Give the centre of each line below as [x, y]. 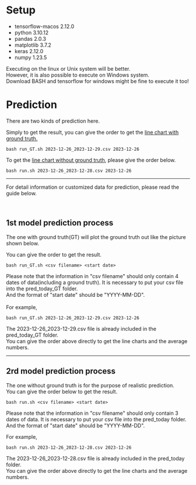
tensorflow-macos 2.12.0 [44, 26]
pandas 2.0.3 [30, 39]
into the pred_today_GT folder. [42, 288]
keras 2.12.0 [29, 51]
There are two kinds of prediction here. [53, 121]
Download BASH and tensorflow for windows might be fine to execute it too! [98, 81]
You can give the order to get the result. [54, 254]
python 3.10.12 [32, 32]
